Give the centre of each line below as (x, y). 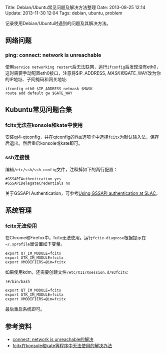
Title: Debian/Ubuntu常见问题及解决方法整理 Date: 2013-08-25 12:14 (75, 7)
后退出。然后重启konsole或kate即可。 (44, 143)
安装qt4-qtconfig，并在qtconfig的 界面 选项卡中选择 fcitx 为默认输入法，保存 (82, 137)
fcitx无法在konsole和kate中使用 (44, 125)
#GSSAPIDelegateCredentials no (38, 183)
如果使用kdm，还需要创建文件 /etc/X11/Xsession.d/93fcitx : (67, 272)
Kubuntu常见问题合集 (39, 110)
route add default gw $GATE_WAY (39, 93)
